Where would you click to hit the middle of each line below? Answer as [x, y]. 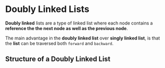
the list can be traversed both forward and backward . [59, 43]
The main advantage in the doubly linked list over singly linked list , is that [83, 38]
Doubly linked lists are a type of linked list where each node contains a [79, 23]
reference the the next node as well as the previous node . [67, 28]
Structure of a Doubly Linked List [58, 59]
